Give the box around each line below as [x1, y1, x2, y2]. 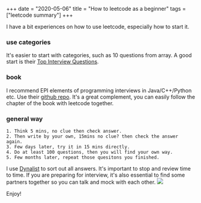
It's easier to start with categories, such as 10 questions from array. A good [6, 52, 192, 59]
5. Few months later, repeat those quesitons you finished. [6, 154, 160, 160]
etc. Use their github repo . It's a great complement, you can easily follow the [6, 93, 196, 100]
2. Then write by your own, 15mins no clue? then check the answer [6, 133, 179, 139]
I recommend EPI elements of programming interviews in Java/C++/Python [6, 86, 192, 94]
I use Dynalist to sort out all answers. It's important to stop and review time [6, 165, 191, 172]
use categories [6, 38, 51, 46]
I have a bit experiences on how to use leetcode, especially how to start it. [6, 23, 190, 30]
